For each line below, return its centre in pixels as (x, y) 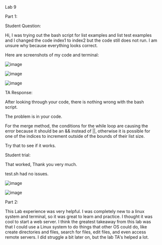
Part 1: (11, 16)
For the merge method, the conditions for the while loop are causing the (77, 126)
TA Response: (19, 92)
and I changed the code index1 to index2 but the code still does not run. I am (81, 40)
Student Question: (23, 26)
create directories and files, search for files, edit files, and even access (76, 232)
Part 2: (12, 202)
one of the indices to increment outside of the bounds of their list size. (75, 136)
